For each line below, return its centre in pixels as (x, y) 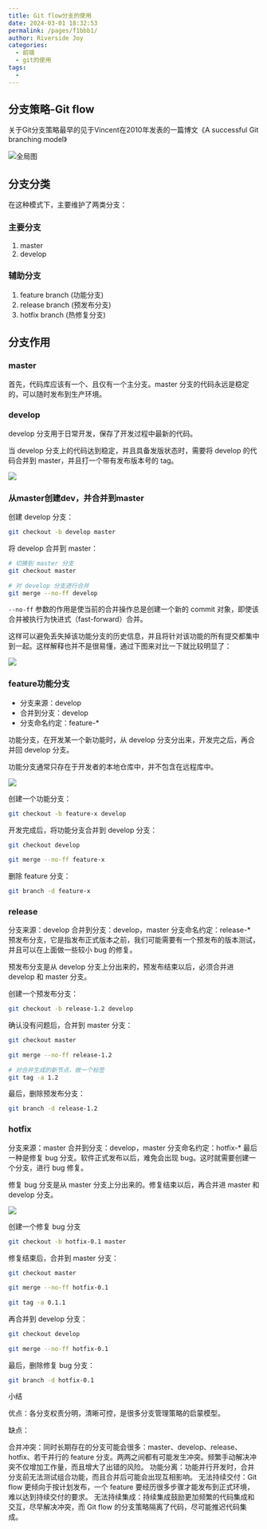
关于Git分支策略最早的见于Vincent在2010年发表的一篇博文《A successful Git (133, 130)
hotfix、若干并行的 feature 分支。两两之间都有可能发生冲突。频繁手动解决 (129, 1457)
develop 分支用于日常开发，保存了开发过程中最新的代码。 (103, 433)
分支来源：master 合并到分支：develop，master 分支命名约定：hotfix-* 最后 (133, 1148)
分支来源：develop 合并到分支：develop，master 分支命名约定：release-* (130, 930)
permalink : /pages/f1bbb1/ (53, 30)
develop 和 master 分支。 (50, 977)
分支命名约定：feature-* (59, 722)
